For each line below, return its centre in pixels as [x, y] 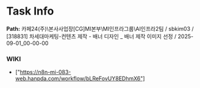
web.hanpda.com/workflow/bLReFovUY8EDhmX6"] [80, 79]
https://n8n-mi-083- [45, 72]
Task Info [30, 11]
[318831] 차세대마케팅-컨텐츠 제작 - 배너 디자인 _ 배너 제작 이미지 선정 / [91, 36]
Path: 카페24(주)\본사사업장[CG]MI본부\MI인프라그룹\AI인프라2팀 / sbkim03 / [100, 29]
